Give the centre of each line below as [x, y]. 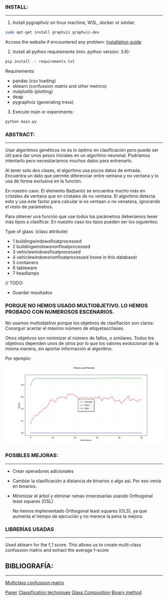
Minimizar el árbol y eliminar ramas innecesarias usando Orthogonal [82, 496]
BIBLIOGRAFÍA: [29, 566]
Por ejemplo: [18, 358]
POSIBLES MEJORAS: [32, 456]
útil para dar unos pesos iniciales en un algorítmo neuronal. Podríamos [78, 155]
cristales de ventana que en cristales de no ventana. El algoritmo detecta [80, 196]
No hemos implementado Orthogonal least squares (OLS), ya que [80, 511]
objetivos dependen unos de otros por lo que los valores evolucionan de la [82, 343]
